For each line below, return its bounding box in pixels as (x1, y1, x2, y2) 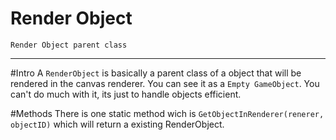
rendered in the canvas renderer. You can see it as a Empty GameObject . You (10, 77, 320, 89)
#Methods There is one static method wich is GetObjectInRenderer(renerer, (10, 107, 325, 119)
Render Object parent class (10, 40, 128, 50)
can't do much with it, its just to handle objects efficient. (10, 88, 242, 100)
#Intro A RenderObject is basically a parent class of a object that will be (10, 67, 302, 79)
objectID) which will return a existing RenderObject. (10, 118, 225, 130)
